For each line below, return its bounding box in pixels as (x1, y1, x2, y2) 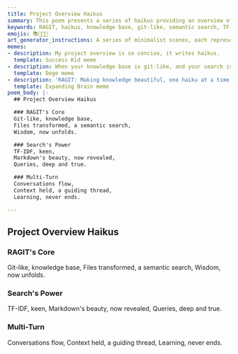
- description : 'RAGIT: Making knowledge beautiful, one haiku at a (7, 76, 214, 84)
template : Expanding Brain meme (13, 83, 110, 90)
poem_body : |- (7, 89, 50, 96)
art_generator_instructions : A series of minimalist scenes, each (7, 37, 208, 44)
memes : (7, 43, 27, 50)
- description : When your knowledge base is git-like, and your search (7, 63, 223, 70)
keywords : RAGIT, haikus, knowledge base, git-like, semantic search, (7, 23, 220, 30)
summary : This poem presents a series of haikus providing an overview (7, 17, 223, 24)
